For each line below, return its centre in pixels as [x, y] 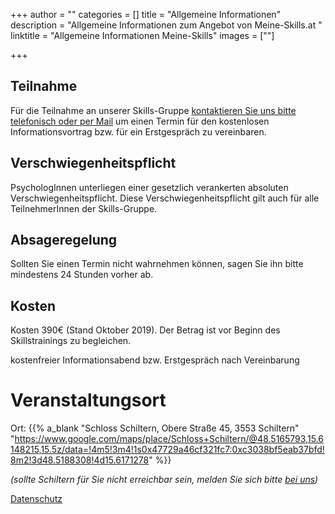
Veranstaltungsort [88, 400]
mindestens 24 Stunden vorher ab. [82, 275]
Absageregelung [64, 240]
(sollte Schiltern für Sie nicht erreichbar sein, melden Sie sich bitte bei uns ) [164, 480]
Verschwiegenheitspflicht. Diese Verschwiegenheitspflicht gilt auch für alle [165, 198]
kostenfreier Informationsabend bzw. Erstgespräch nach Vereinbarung [155, 360]
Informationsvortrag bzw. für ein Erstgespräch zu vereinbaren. [138, 131]
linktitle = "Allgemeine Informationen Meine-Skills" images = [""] [142, 35]
